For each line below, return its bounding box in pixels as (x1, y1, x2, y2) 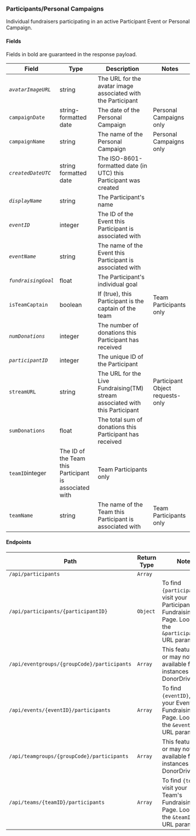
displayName (9, 197, 43, 204)
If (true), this (97, 289, 132, 297)
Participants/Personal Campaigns (6, 5, 104, 13)
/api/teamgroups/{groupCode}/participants (9, 753, 129, 759)
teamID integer (9, 469, 47, 477)
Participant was (97, 176, 141, 184)
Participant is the (97, 297, 144, 305)
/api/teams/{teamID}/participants (9, 799, 105, 806)
